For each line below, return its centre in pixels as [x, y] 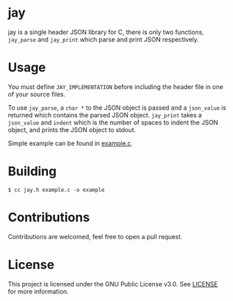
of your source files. [37, 94]
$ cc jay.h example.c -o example [56, 190]
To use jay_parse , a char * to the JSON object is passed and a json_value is [117, 107]
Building [32, 171]
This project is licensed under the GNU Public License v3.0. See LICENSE [113, 284]
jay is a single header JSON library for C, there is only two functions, [106, 32]
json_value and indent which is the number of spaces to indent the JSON [113, 122]
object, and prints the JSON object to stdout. [72, 129]
